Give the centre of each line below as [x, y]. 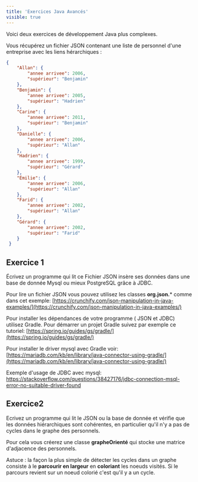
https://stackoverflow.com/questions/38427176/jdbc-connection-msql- [93, 379]
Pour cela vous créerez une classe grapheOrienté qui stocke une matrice [95, 442]
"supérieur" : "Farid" [54, 233]
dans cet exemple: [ [30, 301]
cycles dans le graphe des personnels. [53, 431]
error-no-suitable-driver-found [44, 386]
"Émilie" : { [31, 178]
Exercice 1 [25, 262]
